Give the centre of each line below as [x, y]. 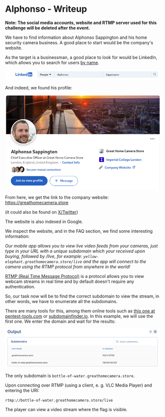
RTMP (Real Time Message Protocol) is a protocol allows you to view [75, 277]
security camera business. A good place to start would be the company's [79, 42]
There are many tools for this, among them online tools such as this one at [80, 311]
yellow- [91, 257]
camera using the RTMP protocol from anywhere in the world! [68, 267]
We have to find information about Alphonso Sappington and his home [76, 37]
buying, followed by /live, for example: [44, 256]
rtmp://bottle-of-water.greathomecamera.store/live [59, 400]
